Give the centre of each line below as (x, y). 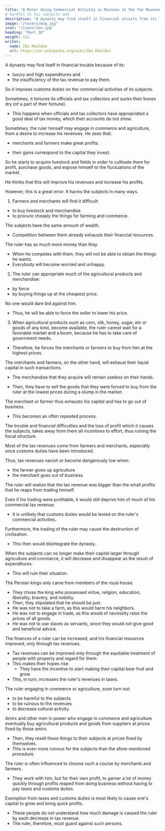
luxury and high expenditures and (46, 74)
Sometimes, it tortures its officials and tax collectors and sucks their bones (81, 98)
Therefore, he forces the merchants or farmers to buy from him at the (82, 348)
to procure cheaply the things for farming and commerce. (70, 216)
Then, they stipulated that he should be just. (57, 602)
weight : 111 (17, 37)
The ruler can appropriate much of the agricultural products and (77, 274)
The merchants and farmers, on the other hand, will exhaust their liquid (77, 362)
